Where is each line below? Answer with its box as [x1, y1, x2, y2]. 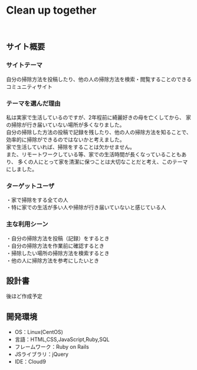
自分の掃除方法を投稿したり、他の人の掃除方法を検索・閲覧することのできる [6, 75, 192, 83]
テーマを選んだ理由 [6, 99, 61, 107]
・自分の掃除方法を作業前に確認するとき [6, 242, 104, 249]
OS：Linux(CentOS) [14, 329, 64, 336]
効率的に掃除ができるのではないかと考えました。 [6, 136, 125, 143]
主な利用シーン [6, 220, 48, 229]
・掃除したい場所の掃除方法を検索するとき [6, 249, 110, 256]
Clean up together [6, 4, 97, 17]
